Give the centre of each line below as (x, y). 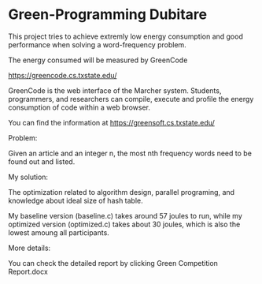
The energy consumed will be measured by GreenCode (98, 60)
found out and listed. (42, 161)
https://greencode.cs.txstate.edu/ (63, 75)
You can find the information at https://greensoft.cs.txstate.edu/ (111, 122)
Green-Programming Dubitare (108, 15)
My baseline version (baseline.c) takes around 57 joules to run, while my (125, 215)
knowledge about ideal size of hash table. (76, 200)
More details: (30, 248)
